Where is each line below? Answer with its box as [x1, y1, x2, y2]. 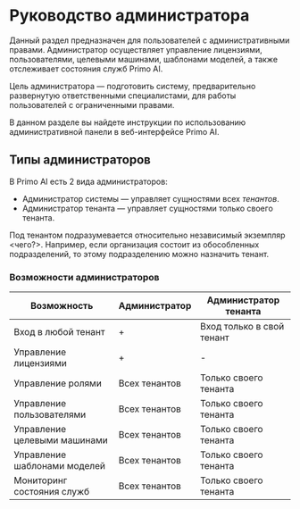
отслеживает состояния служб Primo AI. [9, 63, 163, 74]
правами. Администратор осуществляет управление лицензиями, [9, 44, 263, 54]
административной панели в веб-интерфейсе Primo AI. [9, 126, 221, 137]
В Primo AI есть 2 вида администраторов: [9, 176, 168, 187]
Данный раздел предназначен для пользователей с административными [9, 35, 290, 46]
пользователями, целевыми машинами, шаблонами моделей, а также [9, 54, 279, 64]
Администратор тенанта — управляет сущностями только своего [21, 203, 274, 213]
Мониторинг [13, 474, 68, 487]
